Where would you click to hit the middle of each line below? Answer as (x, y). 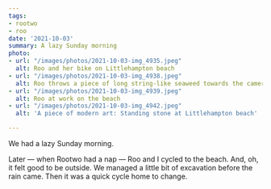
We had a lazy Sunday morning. (61, 143)
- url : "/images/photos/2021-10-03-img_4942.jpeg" (95, 106)
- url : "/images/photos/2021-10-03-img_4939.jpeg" (95, 91)
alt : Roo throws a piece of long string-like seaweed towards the (129, 83)
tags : (17, 16)
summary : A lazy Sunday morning (63, 46)
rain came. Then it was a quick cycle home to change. (98, 176)
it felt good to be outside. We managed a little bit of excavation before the (131, 168)
